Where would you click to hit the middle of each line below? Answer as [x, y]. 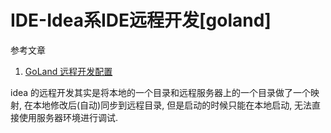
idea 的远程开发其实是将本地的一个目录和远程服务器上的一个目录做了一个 [161, 92]
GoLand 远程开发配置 [68, 71]
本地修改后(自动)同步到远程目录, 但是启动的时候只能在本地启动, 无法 [172, 105]
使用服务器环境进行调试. [68, 117]
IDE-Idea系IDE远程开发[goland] [141, 20]
